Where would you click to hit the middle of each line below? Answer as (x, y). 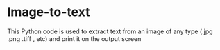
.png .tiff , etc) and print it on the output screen (74, 38)
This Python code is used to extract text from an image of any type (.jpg (110, 31)
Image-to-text (49, 12)
